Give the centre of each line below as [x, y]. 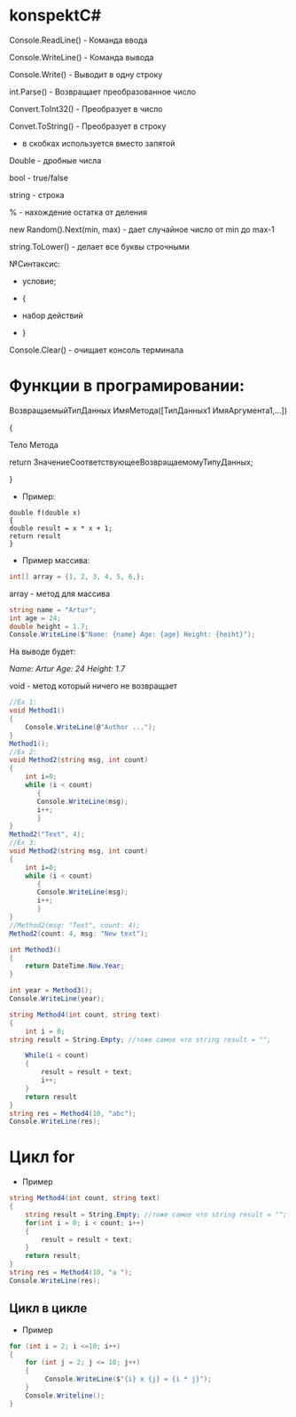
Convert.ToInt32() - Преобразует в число [86, 108]
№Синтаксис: [35, 264]
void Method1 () [37, 711]
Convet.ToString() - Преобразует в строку [88, 126]
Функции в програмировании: [127, 386]
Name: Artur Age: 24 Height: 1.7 [67, 669]
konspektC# [55, 16]
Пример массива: [56, 560]
